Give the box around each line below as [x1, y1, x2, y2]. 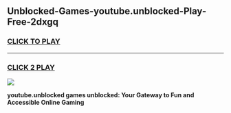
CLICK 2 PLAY [7, 62, 55, 72]
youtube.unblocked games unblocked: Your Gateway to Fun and [7, 90, 195, 99]
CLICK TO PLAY [7, 37, 60, 47]
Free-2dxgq [7, 16, 59, 28]
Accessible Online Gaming [7, 98, 85, 106]
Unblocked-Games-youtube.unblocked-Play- [7, 5, 207, 17]
